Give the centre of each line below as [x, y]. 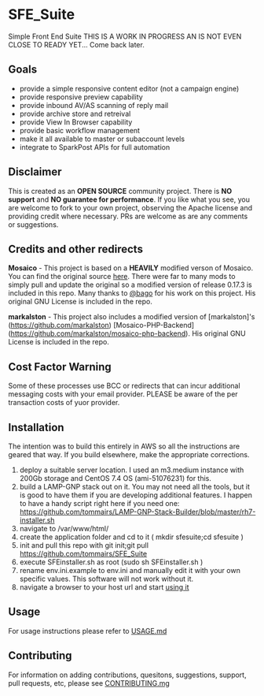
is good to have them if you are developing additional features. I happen [136, 495]
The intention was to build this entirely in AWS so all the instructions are [124, 446]
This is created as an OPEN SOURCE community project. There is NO [120, 191]
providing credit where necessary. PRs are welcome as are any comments [128, 216]
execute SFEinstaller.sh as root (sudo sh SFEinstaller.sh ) [111, 562]
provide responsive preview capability [81, 97]
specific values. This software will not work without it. [106, 579]
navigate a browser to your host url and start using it [104, 587]
